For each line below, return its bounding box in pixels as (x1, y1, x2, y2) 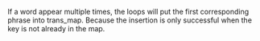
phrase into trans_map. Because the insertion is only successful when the (7, 15, 253, 25)
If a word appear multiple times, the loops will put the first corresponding (7, 7, 250, 16)
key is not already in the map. (7, 24, 105, 33)
